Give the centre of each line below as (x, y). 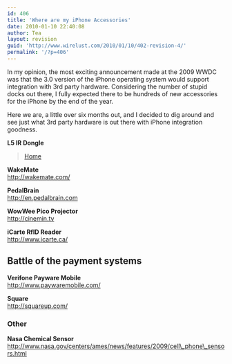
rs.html (17, 353)
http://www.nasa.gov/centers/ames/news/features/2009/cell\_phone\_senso (116, 346)
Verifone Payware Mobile (44, 277)
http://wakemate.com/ (39, 176)
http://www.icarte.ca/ (38, 239)
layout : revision (32, 39)
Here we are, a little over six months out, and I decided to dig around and (111, 114)
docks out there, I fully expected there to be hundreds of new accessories (113, 93)
